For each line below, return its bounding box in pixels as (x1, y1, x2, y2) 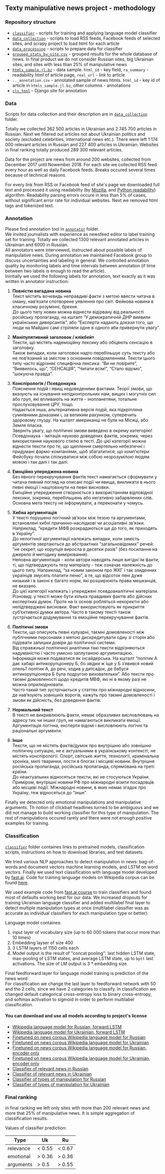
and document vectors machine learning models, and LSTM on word (19, 864, 158, 870)
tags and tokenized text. (5, 202, 54, 209)
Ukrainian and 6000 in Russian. (5, 242, 69, 248)
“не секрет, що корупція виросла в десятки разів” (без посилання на (12, 546, 158, 552)
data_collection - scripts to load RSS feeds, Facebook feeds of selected (12, 35, 160, 41)
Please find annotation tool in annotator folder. (5, 226, 99, 232)
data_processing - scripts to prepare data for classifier (12, 45, 123, 51)
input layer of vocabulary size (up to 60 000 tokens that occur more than (12, 929, 160, 935)
